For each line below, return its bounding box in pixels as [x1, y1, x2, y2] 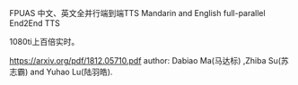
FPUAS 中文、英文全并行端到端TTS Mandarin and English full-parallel [9, 8, 267, 18]
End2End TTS [9, 18, 61, 29]
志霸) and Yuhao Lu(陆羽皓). [9, 66, 113, 77]
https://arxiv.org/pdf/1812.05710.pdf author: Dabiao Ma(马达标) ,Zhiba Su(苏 [9, 55, 289, 65]
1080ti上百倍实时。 [9, 37, 80, 47]
